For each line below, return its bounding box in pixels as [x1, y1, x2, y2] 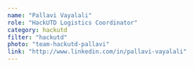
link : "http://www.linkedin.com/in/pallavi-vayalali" [7, 48, 188, 55]
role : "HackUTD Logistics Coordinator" [7, 19, 138, 27]
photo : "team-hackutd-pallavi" [7, 41, 110, 48]
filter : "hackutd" [7, 33, 68, 41]
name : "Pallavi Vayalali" [7, 11, 92, 20]
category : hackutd [7, 26, 68, 34]
